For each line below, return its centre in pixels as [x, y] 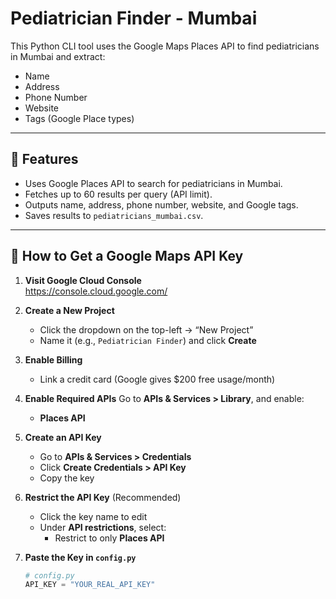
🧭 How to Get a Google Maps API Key [127, 256]
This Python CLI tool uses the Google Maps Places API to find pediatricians [165, 46]
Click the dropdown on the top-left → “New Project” [146, 329]
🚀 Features [44, 159]
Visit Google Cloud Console [83, 280]
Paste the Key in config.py [80, 557]
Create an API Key [63, 437]
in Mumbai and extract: [58, 56]
